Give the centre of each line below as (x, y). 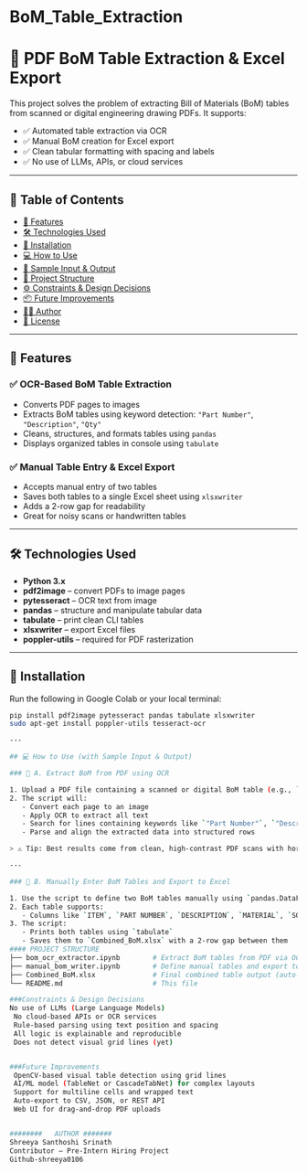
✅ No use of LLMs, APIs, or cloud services (103, 162)
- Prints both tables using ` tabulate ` (97, 933)
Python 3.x (44, 581)
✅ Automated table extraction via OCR (95, 131)
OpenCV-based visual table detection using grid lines (120, 1075)
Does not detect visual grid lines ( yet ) (93, 1042)
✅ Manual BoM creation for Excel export (98, 141)
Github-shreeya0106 (47, 1159)
